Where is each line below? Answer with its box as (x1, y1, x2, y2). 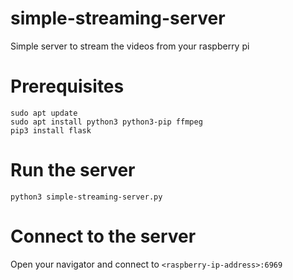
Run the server (10, 159, 136, 182)
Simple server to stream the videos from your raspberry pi (10, 40, 250, 52)
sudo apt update (10, 108, 78, 118)
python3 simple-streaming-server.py (10, 192, 163, 202)
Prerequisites (10, 75, 125, 98)
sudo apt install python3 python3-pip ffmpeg (10, 117, 203, 127)
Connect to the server (10, 225, 197, 247)
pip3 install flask (10, 125, 92, 136)
